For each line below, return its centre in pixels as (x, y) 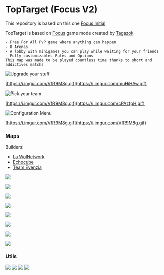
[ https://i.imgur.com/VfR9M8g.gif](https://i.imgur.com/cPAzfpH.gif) (75, 103)
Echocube (23, 162)
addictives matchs (24, 64)
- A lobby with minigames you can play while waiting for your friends (82, 51)
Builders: (14, 147)
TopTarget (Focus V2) (51, 9)
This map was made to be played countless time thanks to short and (79, 60)
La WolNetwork (29, 157)
